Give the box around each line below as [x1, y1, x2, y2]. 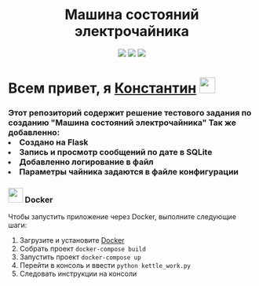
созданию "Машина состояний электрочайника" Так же [8, 117, 237, 128]
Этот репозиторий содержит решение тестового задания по [8, 108, 252, 119]
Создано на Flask [19, 137, 89, 148]
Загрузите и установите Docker [19, 236, 125, 245]
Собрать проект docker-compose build [19, 244, 147, 254]
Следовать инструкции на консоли [19, 269, 137, 279]
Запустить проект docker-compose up [19, 252, 141, 262]
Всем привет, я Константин [8, 79, 197, 97]
